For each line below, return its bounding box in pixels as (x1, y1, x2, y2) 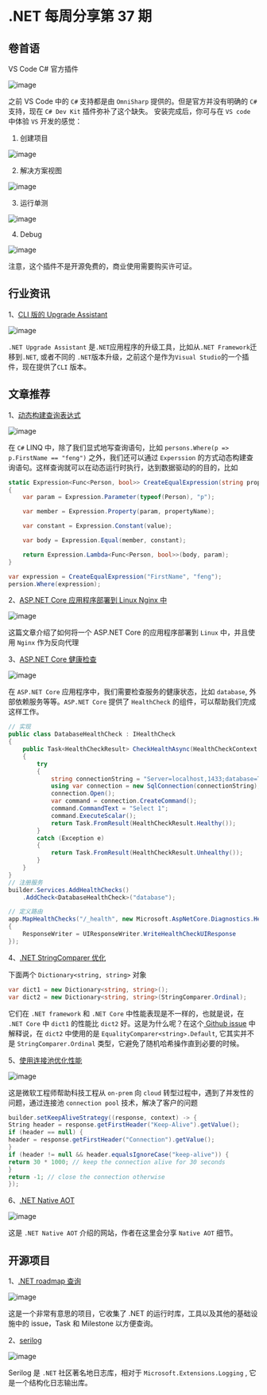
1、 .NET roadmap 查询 (8, 1276, 82, 1286)
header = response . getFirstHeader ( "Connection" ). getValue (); (8, 1136, 215, 1144)
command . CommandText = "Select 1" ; (50, 804, 169, 812)
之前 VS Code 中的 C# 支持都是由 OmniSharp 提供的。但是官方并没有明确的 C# (8, 96, 257, 106)
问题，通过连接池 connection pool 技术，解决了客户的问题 (8, 1098, 199, 1107)
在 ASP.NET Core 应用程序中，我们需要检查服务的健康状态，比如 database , (8, 687, 248, 697)
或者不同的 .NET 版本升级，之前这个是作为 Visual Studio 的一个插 (40, 352, 250, 361)
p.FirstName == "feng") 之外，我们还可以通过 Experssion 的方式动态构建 (8, 452, 246, 462)
